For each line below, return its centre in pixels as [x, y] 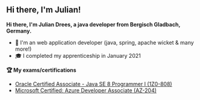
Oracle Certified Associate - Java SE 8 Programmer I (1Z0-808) [94, 84]
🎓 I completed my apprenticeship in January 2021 [78, 55]
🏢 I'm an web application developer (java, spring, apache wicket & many [104, 42]
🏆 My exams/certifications [41, 70]
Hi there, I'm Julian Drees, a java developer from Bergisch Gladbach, [93, 24]
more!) [23, 49]
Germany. [19, 31]
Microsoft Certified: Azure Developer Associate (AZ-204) [86, 90]
